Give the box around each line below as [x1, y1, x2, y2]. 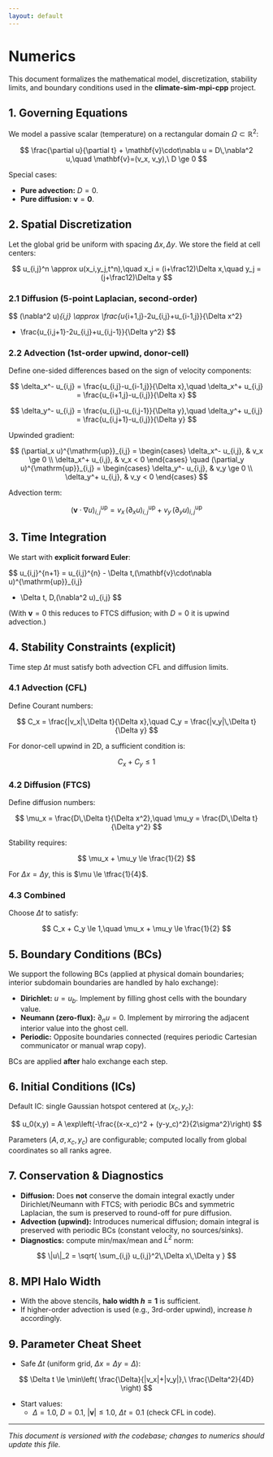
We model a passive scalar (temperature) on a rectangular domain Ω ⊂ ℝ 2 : [8, 128, 259, 139]
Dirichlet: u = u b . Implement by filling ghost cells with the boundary [19, 994, 247, 1005]
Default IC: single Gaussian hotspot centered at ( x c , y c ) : [8, 1101, 194, 1114]
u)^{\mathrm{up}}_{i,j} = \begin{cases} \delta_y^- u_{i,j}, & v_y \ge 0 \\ [19, 463, 253, 473]
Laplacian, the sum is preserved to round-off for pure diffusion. [19, 1208, 232, 1218]
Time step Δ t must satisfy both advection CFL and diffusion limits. [8, 662, 229, 672]
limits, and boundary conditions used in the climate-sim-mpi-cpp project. [8, 82, 257, 92]
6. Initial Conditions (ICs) [8, 1080, 136, 1093]
